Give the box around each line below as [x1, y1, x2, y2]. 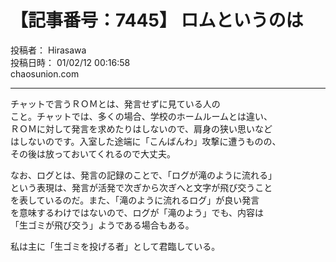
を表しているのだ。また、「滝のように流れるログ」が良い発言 [10, 194, 260, 206]
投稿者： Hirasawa [10, 44, 87, 56]
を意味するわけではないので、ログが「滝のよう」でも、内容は [10, 206, 265, 218]
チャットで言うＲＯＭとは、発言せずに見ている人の [10, 97, 221, 110]
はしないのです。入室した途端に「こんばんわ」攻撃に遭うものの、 [10, 135, 282, 147]
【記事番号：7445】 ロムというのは [10, 9, 304, 32]
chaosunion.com [10, 67, 80, 80]
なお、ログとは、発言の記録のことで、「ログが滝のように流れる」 [10, 169, 278, 181]
